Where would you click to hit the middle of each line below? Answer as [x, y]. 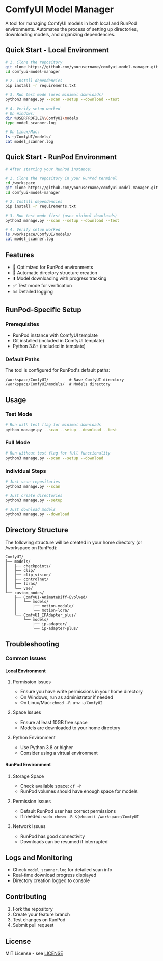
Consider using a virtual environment [59, 753]
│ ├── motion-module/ [44, 606]
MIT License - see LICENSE [34, 953]
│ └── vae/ [19, 588]
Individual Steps [26, 471]
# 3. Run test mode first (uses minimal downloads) [61, 216]
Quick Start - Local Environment [57, 50]
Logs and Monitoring [39, 858]
